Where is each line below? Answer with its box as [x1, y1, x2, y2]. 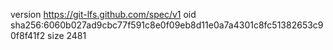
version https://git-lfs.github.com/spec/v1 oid [10, 9, 197, 20]
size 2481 [47, 30, 87, 41]
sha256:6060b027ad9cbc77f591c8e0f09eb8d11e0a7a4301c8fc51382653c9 [10, 19, 324, 31]
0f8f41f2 [10, 30, 46, 41]
